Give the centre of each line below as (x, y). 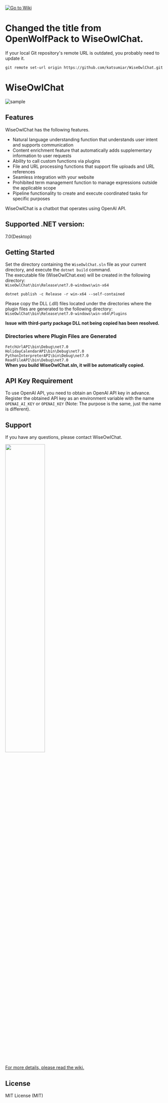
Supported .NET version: (45, 224)
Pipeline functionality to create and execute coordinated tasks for (80, 193)
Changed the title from (53, 28)
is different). (18, 409)
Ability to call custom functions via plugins (56, 161)
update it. (15, 58)
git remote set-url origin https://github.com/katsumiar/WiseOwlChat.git (84, 67)
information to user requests (42, 155)
